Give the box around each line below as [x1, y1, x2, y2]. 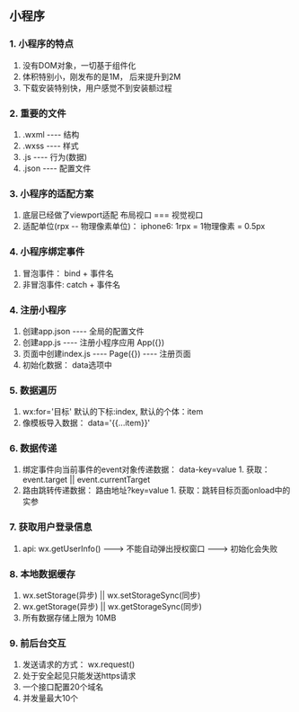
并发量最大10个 [22, 693, 79, 704]
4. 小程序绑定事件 [9, 245, 85, 258]
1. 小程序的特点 [9, 38, 75, 50]
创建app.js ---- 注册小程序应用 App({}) [22, 336, 165, 348]
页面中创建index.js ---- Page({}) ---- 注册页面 [22, 348, 191, 359]
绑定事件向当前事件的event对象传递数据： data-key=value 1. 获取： [22, 464, 270, 475]
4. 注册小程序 [9, 304, 67, 316]
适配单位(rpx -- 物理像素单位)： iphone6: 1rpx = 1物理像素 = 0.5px [22, 221, 266, 232]
